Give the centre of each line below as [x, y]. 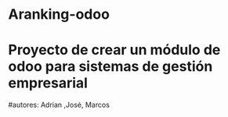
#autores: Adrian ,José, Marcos [59, 105]
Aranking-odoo [59, 14]
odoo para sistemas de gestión [110, 67]
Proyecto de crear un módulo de [114, 50]
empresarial [48, 83]
